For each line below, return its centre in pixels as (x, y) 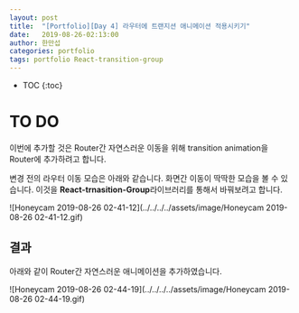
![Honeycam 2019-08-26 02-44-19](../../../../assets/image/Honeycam (138, 289)
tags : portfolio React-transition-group (87, 60)
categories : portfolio (52, 51)
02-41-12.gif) (59, 216)
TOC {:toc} (42, 85)
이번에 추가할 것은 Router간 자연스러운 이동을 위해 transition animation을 (139, 147)
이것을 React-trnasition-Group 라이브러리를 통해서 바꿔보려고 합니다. (159, 189)
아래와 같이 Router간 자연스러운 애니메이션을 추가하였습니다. (116, 271)
